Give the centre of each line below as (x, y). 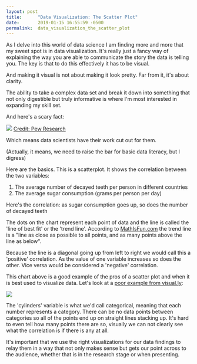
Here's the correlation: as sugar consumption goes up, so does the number (97, 205)
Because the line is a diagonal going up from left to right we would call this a (98, 253)
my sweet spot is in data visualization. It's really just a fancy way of (87, 51)
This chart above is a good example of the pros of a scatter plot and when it (98, 277)
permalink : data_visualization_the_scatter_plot (68, 28)
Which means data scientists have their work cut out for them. (81, 140)
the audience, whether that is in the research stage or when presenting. (93, 355)
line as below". (24, 241)
